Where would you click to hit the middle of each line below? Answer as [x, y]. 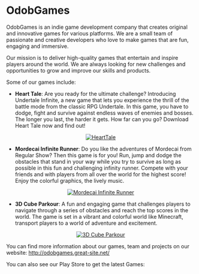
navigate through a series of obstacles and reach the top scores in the [102, 210]
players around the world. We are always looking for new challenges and [96, 64]
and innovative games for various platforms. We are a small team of [89, 33]
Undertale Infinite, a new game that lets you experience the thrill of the [102, 100]
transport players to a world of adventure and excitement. [86, 223]
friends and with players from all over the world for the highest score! [100, 174]
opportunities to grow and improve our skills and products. [79, 70]
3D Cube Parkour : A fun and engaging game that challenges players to [102, 204]
